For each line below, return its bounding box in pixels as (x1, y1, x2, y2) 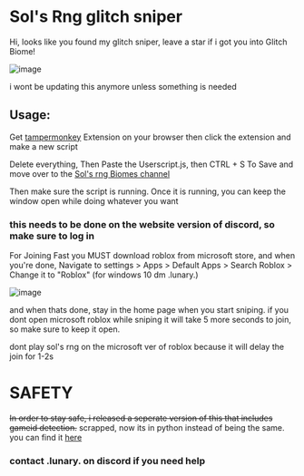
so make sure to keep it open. (9, 324, 121, 335)
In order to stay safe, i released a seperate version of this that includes (9, 413, 273, 423)
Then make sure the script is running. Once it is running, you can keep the (9, 186, 286, 197)
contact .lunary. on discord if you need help (9, 454, 206, 467)
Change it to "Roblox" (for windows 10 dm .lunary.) (9, 269, 199, 280)
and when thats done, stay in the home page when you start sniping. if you (9, 305, 289, 316)
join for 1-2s (9, 351, 54, 362)
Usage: (9, 107, 52, 123)
